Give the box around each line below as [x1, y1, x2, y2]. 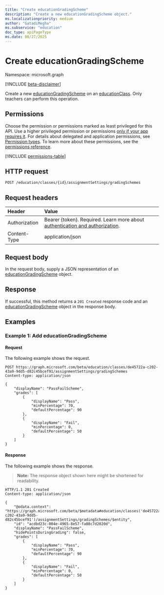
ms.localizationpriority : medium [5, 16, 73, 21]
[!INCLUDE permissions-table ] [5, 153, 66, 159]
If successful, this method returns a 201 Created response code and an [5, 298, 148, 304]
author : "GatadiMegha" [5, 21, 51, 26]
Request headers [5, 194, 59, 202]
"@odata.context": [14, 504, 51, 509]
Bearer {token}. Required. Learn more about [44, 216, 144, 223]
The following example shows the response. [5, 463, 94, 469]
